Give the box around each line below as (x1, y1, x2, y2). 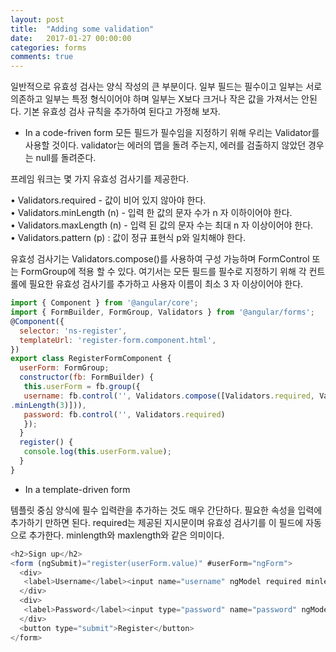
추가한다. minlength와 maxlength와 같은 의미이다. (28, 529, 225, 541)
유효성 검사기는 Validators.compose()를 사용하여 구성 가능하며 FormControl (10, 253, 310, 265)
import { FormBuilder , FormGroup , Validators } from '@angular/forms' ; (10, 307, 315, 317)
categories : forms (10, 42, 87, 53)
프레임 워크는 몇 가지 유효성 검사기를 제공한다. (10, 173, 190, 185)
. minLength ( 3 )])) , (10, 400, 87, 410)
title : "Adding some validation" (10, 24, 155, 34)
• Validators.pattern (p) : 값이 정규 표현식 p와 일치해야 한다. (10, 232, 246, 244)
